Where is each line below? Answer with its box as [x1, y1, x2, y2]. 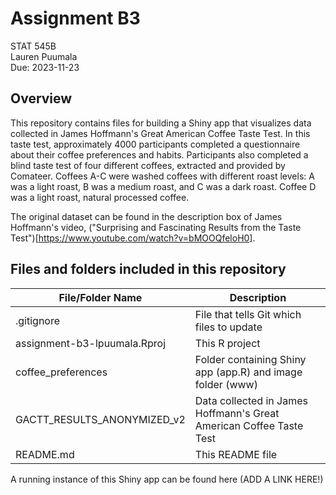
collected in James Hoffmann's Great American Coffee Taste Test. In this [10, 127, 311, 139]
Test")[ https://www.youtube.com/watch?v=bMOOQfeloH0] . [10, 232, 256, 244]
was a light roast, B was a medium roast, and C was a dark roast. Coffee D [10, 180, 317, 192]
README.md [15, 447, 75, 461]
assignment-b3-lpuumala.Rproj [15, 336, 167, 350]
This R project [194, 336, 261, 350]
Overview [10, 90, 73, 107]
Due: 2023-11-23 [10, 61, 80, 73]
